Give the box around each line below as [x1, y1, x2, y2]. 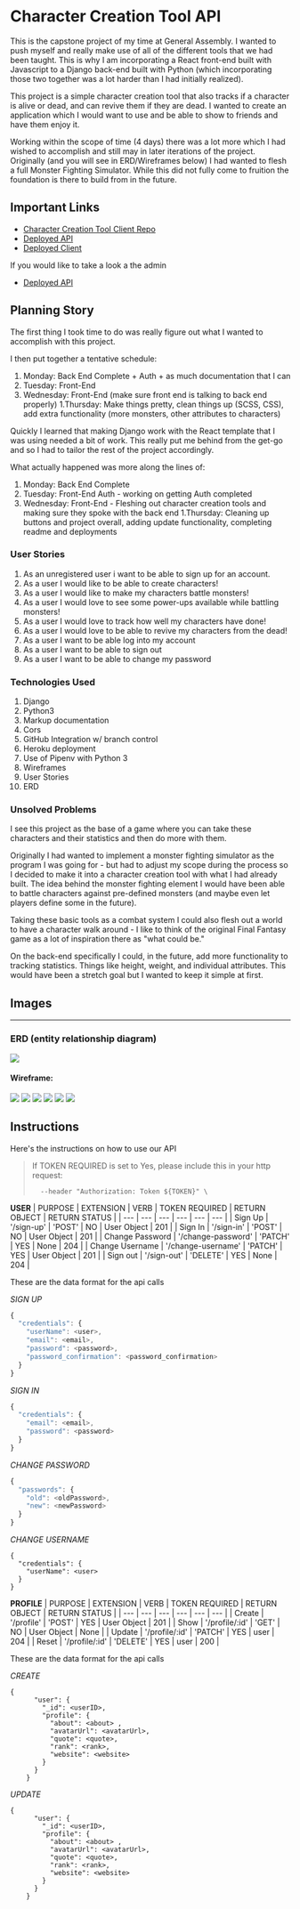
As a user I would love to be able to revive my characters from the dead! [22, 625, 288, 635]
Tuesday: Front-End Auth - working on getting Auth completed [22, 488, 253, 499]
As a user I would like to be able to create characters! [22, 578, 219, 588]
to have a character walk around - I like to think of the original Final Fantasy [10, 924, 287, 935]
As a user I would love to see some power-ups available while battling [22, 596, 280, 607]
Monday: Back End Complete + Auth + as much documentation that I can [22, 370, 291, 381]
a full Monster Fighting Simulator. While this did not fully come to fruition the [10, 165, 289, 175]
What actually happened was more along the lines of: [10, 461, 206, 473]
